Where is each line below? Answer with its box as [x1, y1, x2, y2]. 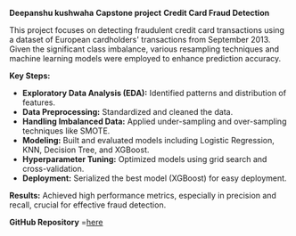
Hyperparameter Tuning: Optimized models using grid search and [21, 154, 267, 164]
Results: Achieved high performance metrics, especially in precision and [9, 191, 276, 200]
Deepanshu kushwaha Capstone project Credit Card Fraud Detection [9, 8, 270, 18]
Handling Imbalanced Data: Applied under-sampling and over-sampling [21, 116, 287, 126]
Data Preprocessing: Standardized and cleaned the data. [21, 107, 234, 117]
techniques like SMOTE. [21, 126, 111, 136]
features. [21, 97, 56, 108]
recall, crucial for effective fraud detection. [9, 199, 167, 210]
